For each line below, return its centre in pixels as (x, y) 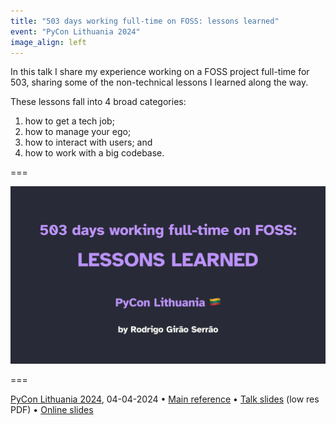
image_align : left (48, 42)
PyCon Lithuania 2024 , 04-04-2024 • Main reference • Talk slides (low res (165, 399)
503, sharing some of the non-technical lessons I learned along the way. (159, 82)
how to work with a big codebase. (94, 153)
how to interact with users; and (88, 142)
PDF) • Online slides (52, 409)
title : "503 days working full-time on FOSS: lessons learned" (145, 21)
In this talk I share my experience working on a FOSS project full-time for (160, 72)
